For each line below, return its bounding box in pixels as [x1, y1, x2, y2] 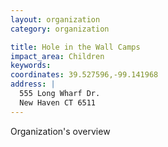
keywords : [10, 61, 52, 71]
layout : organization [10, 14, 101, 25]
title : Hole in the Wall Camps [10, 42, 141, 52]
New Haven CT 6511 [19, 97, 97, 108]
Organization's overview [10, 125, 111, 137]
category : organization [10, 24, 110, 34]
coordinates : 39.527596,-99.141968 [10, 70, 159, 80]
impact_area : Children [10, 51, 105, 61]
